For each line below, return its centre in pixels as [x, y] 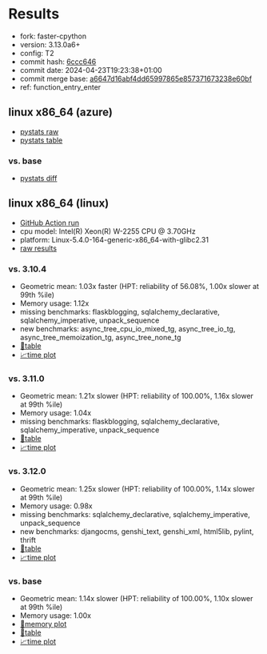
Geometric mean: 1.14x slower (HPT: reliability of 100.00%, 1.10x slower [136, 599]
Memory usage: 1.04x [56, 413]
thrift [28, 540]
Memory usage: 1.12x [54, 303]
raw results [38, 248]
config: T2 [37, 53]
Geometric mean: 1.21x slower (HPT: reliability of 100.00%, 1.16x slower [137, 396]
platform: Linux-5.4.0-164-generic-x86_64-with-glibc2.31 [114, 239]
